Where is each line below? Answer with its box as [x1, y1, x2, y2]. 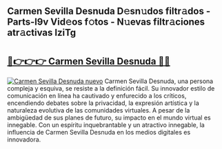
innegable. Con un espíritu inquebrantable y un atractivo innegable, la [7, 121, 205, 129]
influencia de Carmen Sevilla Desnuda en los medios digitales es [7, 128, 191, 136]
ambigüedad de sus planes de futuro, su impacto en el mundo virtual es [7, 113, 212, 122]
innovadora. [7, 135, 41, 144]
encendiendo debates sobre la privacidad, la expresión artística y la [7, 99, 199, 107]
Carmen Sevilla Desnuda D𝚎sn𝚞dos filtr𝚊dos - [7, 5, 211, 17]
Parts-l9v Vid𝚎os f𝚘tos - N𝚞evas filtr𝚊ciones [7, 16, 205, 28]
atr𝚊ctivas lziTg [7, 27, 77, 38]
